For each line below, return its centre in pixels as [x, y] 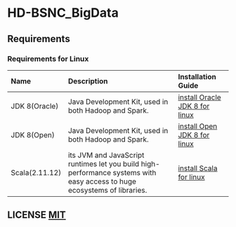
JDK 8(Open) [33, 135]
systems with [135, 172]
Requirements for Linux [48, 59]
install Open [198, 126]
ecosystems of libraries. [107, 190]
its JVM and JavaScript [106, 155]
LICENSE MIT [37, 215]
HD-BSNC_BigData [63, 13]
